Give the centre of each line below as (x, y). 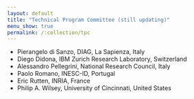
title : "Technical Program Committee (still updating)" (88, 20)
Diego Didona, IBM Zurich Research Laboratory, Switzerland (102, 59)
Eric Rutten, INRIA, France (53, 81)
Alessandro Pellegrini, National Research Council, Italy (94, 66)
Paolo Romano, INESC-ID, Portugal (66, 74)
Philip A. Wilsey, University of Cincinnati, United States (94, 88)
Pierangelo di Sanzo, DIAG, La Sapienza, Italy (81, 52)
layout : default (30, 13)
